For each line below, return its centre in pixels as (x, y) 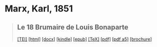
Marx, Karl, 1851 (39, 9)
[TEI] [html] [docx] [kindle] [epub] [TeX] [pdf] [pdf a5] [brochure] (84, 39)
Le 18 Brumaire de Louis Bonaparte (73, 27)
